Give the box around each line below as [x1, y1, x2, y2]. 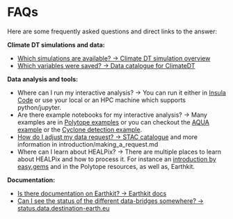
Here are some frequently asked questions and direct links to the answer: [7, 27, 218, 35]
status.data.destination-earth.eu [17, 204, 110, 212]
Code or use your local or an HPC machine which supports [17, 95, 186, 104]
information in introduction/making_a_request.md [17, 140, 159, 148]
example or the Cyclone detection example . [17, 125, 143, 133]
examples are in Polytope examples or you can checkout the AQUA [17, 117, 210, 126]
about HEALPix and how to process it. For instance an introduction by [17, 154, 217, 163]
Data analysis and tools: [7, 74, 79, 83]
